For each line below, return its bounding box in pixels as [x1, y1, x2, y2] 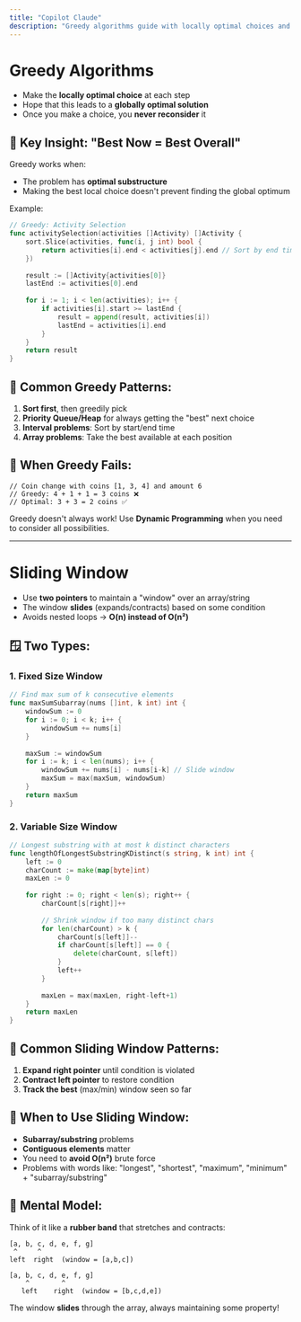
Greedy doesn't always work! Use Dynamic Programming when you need [9, 513, 283, 524]
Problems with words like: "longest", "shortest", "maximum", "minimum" [21, 1162, 288, 1173]
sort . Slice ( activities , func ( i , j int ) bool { [25, 237, 202, 246]
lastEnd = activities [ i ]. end [56, 321, 167, 330]
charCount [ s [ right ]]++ [41, 900, 126, 909]
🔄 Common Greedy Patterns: [9, 379, 172, 395]
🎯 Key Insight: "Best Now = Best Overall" [9, 135, 242, 150]
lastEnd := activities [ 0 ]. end [25, 279, 139, 288]
